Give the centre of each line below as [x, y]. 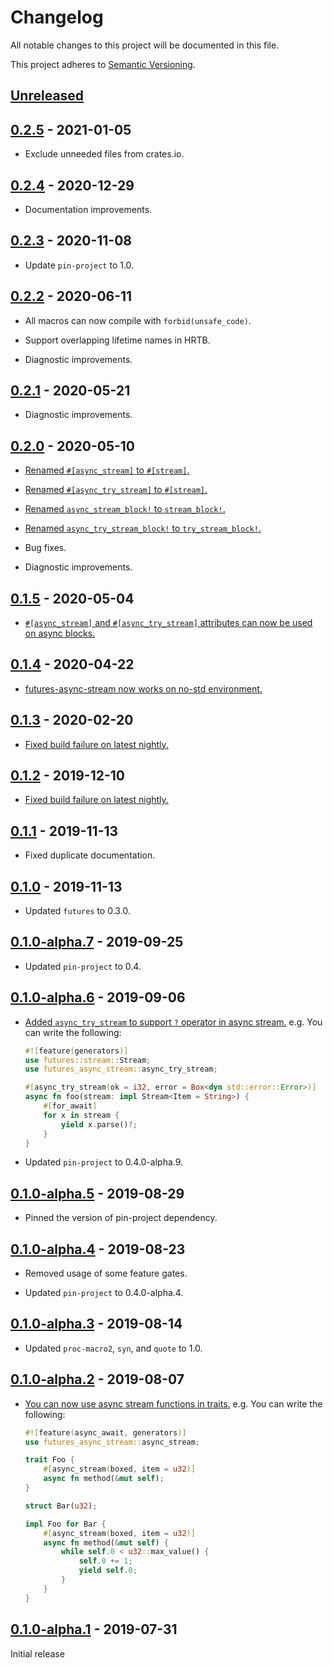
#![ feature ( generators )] [76, 1051]
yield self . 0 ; [108, 1571]
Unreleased [47, 96]
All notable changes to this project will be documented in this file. [145, 45]
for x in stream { [81, 1115]
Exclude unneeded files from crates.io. [104, 154]
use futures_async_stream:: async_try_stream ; [121, 1069]
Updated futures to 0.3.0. [77, 911]
